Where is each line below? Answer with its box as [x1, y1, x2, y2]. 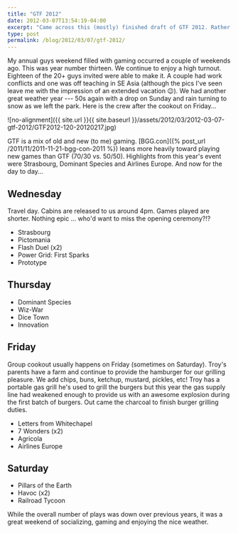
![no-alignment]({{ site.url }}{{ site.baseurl [7, 115, 131, 125]
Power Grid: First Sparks [17, 250, 90, 259]
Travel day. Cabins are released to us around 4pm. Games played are [7, 206, 210, 215]
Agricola [17, 434, 43, 443]
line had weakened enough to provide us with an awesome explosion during [7, 390, 230, 399]
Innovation [17, 320, 49, 329]
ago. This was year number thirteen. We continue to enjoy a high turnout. [7, 64, 222, 73]
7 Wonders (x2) [17, 426, 64, 435]
